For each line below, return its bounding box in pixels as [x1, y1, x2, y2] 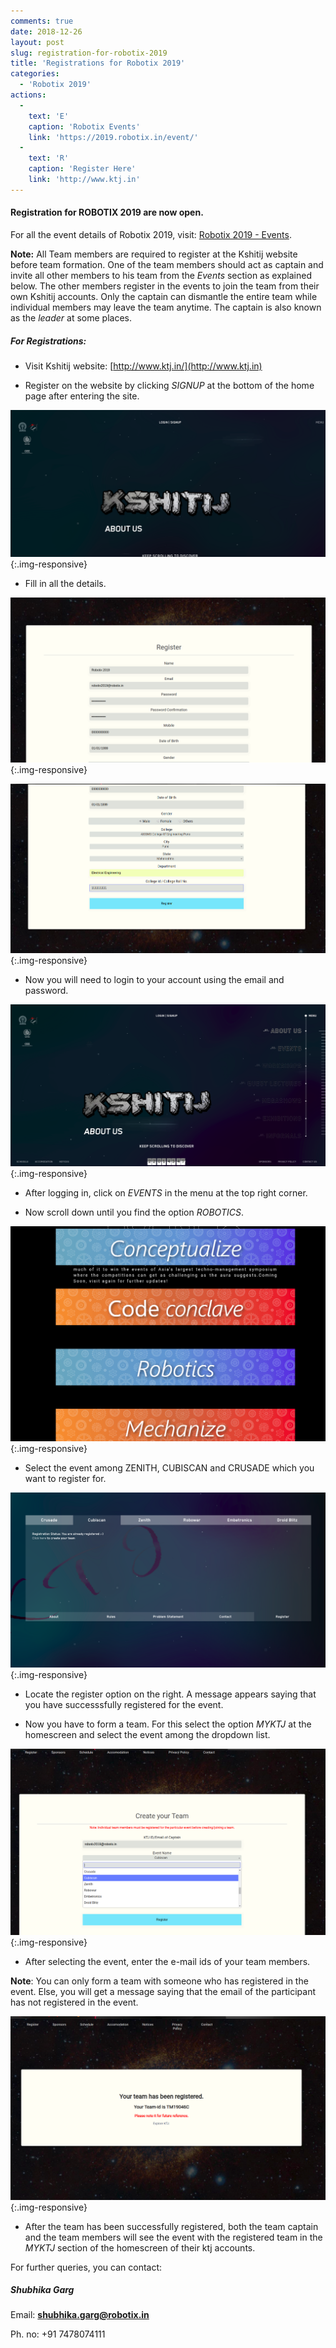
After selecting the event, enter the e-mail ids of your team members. [24, 1955, 311, 1967]
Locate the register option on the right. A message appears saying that [24, 1688, 317, 1700]
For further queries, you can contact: [10, 2261, 163, 2273]
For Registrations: [10, 335, 87, 347]
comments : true [10, 16, 74, 26]
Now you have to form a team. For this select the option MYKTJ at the [24, 1718, 312, 1730]
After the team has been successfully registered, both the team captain [24, 2220, 319, 2232]
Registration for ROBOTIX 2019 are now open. [10, 206, 204, 219]
